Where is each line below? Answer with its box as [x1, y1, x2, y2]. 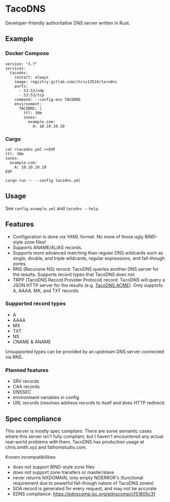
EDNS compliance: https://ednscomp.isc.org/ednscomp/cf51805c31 [12, 491, 156, 497]
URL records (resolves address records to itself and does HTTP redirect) [12, 400, 165, 406]
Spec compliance [5, 415, 62, 423]
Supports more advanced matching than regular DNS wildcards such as [12, 249, 163, 256]
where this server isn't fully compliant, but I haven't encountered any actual [5, 433, 164, 440]
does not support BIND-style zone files [12, 463, 95, 470]
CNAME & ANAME [12, 338, 51, 344]
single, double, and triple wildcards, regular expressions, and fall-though [12, 255, 165, 261]
